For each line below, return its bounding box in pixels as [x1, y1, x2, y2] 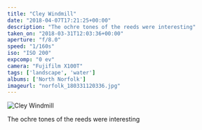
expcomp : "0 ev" [7, 56, 55, 63]
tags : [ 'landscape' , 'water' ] [7, 69, 96, 76]
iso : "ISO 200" [7, 50, 52, 57]
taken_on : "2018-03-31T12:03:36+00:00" [7, 30, 124, 37]
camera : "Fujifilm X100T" [7, 63, 83, 70]
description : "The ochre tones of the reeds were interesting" [7, 23, 196, 30]
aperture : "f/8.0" [7, 37, 61, 44]
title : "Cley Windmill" [7, 10, 77, 18]
